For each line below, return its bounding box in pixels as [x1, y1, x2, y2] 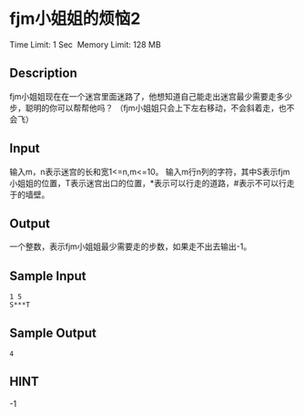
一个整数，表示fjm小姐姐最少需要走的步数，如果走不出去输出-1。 [9, 241, 252, 252]
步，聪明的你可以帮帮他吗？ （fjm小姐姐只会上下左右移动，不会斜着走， [9, 102, 279, 113]
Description [9, 66, 77, 81]
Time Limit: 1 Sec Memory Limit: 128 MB [9, 38, 161, 50]
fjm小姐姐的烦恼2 [9, 8, 141, 29]
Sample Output [9, 325, 97, 340]
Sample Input [9, 268, 86, 284]
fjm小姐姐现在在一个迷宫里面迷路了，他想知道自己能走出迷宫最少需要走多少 [9, 90, 293, 101]
